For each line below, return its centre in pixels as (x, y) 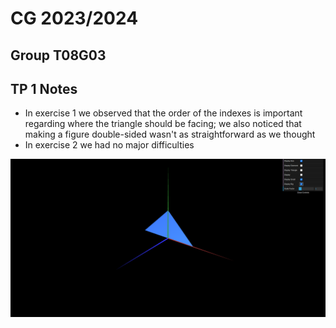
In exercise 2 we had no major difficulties (109, 145)
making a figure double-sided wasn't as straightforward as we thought (170, 134)
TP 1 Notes (44, 88)
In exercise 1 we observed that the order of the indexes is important (163, 113)
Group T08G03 (58, 55)
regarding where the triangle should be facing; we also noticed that (163, 124)
